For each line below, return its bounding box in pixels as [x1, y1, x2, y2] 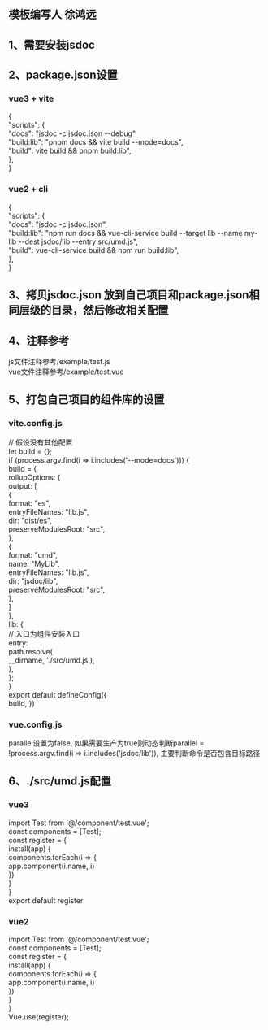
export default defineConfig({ [8, 689, 107, 699]
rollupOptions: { [8, 472, 61, 482]
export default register [8, 895, 84, 905]
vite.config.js [8, 418, 63, 429]
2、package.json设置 [8, 68, 118, 82]
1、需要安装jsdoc [8, 37, 95, 51]
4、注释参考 [8, 333, 70, 347]
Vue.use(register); [8, 1011, 69, 1022]
